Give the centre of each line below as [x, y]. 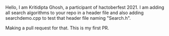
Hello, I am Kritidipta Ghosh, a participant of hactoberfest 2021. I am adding [85, 7]
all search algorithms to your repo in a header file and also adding [75, 13]
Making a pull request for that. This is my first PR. [57, 28]
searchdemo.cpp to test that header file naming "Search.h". [68, 18]
